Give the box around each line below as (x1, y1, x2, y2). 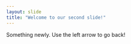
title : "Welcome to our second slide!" (6, 14, 106, 20)
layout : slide (6, 8, 42, 15)
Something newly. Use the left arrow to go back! (6, 31, 126, 38)
